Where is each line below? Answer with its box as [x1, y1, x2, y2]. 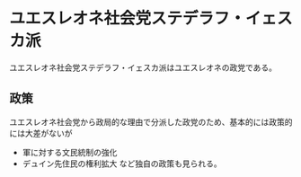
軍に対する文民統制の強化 [22, 146, 118, 157]
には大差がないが [9, 128, 73, 138]
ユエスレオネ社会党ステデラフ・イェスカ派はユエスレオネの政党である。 [9, 62, 277, 73]
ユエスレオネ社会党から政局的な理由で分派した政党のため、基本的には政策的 [9, 116, 293, 127]
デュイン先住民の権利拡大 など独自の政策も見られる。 [22, 158, 222, 169]
